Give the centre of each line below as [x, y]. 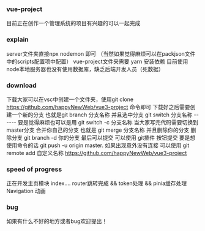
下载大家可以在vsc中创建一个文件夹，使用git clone [70, 99]
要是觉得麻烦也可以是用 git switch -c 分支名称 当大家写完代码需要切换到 [108, 122]
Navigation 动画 [26, 191]
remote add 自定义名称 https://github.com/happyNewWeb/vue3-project [97, 153]
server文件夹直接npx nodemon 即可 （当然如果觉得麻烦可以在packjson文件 [101, 53]
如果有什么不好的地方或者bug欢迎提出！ [57, 221]
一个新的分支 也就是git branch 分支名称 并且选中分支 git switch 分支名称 [102, 115]
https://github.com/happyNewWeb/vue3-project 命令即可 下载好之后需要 [99, 107]
